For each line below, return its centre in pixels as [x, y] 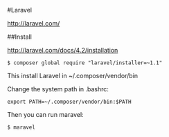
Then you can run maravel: [46, 115]
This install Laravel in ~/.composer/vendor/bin [73, 76]
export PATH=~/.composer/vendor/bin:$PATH [69, 102]
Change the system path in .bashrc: [58, 89]
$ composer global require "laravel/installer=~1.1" [85, 63]
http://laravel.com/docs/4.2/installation [63, 50]
